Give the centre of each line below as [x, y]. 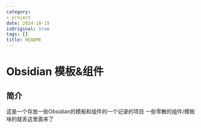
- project [19, 18]
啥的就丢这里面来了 [30, 119]
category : [19, 12]
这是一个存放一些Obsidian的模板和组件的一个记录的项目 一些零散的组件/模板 [101, 111]
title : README [24, 40]
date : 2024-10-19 [28, 23]
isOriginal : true [28, 29]
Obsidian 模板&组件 [55, 72]
